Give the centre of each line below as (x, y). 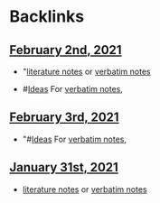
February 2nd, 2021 (66, 50)
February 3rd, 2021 (64, 118)
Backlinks (47, 17)
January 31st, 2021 (64, 167)
